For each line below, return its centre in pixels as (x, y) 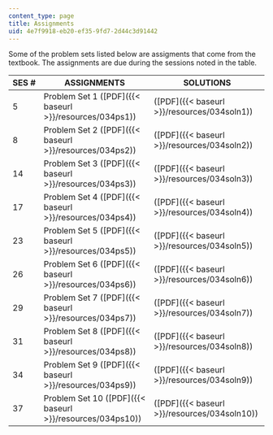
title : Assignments (41, 24)
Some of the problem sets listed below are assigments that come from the (132, 54)
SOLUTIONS (207, 83)
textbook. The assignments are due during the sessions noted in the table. (133, 63)
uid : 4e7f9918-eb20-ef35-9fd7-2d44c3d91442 (83, 31)
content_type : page (41, 16)
